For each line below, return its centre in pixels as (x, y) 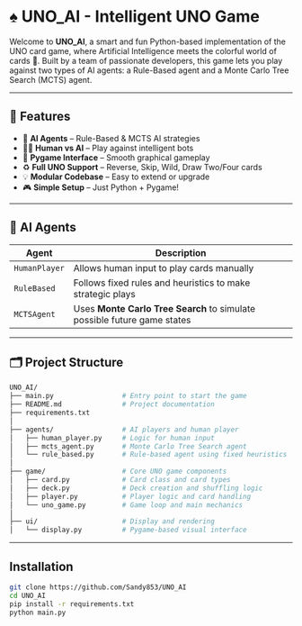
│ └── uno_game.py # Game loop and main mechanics (126, 505)
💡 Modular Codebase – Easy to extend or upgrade (116, 177)
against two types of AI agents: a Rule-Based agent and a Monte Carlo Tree (149, 70)
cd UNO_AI (28, 595)
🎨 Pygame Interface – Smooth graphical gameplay (116, 157)
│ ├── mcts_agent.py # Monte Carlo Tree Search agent (128, 446)
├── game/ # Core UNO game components (118, 472)
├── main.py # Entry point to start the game (128, 396)
